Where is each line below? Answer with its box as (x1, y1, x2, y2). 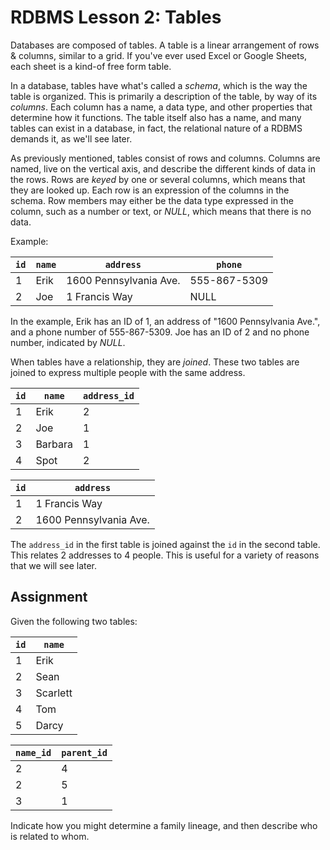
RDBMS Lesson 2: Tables (10, 6, 222, 29)
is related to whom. (10, 830, 90, 842)
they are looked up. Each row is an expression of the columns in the (10, 184, 290, 196)
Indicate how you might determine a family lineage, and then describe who (10, 819, 318, 831)
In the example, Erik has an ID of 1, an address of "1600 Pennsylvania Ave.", (10, 315, 321, 327)
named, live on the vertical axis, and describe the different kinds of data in (10, 162, 316, 175)
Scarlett (35, 686, 73, 700)
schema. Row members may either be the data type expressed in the (10, 194, 295, 206)
